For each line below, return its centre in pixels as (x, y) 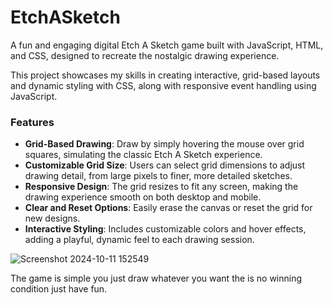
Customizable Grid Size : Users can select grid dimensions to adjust (165, 165)
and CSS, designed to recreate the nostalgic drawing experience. (145, 55)
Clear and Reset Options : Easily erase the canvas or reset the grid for (168, 208)
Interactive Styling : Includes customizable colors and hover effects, (165, 229)
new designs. (52, 218)
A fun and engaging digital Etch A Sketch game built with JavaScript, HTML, (167, 45)
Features (32, 122)
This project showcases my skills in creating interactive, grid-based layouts (165, 75)
